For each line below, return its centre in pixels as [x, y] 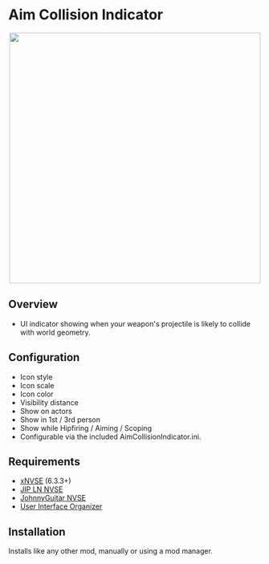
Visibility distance [49, 402]
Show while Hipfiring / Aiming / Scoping [86, 428]
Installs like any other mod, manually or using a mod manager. [110, 551]
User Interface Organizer [61, 506]
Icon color [37, 394]
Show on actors [46, 411]
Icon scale [37, 385]
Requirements [44, 462]
